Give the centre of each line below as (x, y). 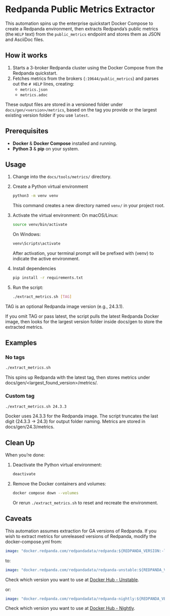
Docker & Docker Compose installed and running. (65, 143)
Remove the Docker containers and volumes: (59, 484)
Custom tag (20, 396)
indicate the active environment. (46, 259)
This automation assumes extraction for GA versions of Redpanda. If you (81, 531)
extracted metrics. (24, 327)
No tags (15, 357)
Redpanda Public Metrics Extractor (80, 9)
